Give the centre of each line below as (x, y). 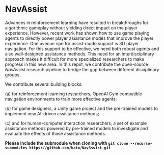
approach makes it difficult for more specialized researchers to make (75, 59)
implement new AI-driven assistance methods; (52, 113)
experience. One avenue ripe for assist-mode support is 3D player (72, 43)
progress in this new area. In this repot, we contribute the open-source (77, 64)
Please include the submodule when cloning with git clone (67, 143)
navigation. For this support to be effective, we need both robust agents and (82, 49)
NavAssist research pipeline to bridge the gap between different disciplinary (82, 69)
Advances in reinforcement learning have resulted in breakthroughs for (77, 23)
